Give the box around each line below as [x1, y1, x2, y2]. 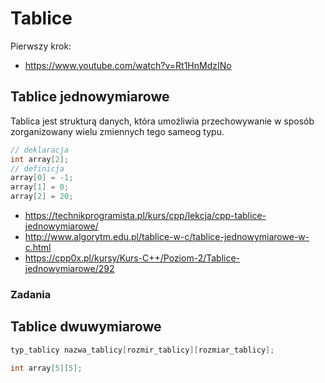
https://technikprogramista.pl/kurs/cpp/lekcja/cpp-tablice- [24, 210, 267, 221]
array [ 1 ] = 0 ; [10, 182, 70, 192]
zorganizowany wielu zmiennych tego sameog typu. [10, 125, 225, 137]
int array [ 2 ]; [10, 154, 70, 164]
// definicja [10, 163, 65, 174]
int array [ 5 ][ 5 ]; [10, 363, 83, 373]
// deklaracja [10, 145, 70, 155]
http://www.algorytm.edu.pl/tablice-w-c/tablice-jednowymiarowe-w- [24, 231, 310, 242]
